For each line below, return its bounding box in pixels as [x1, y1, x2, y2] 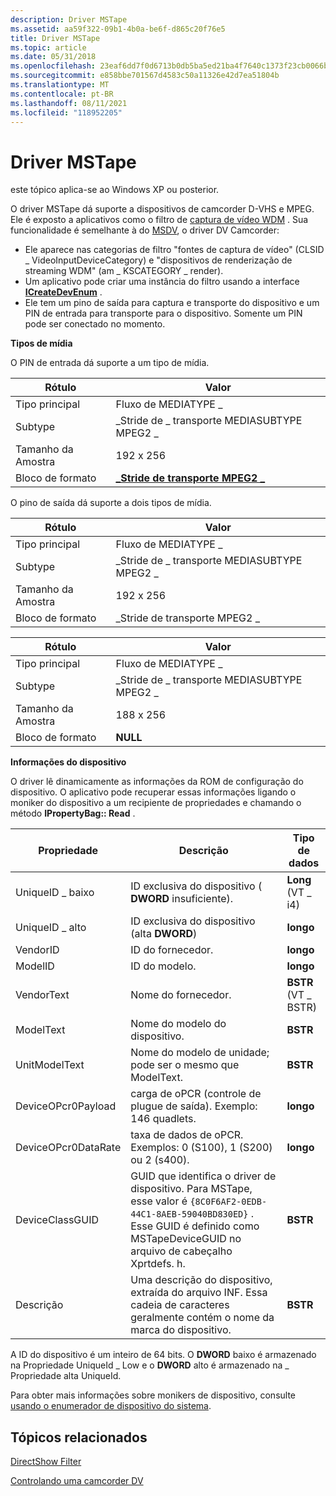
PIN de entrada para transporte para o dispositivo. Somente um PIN [24, 307, 303, 320]
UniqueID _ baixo [15, 886, 95, 900]
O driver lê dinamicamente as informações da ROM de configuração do [10, 776, 304, 788]
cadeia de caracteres [130, 1298, 230, 1312]
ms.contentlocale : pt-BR [10, 89, 114, 99]
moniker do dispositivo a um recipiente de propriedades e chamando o [10, 797, 302, 809]
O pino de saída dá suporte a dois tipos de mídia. [10, 497, 212, 509]
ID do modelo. [130, 959, 197, 973]
